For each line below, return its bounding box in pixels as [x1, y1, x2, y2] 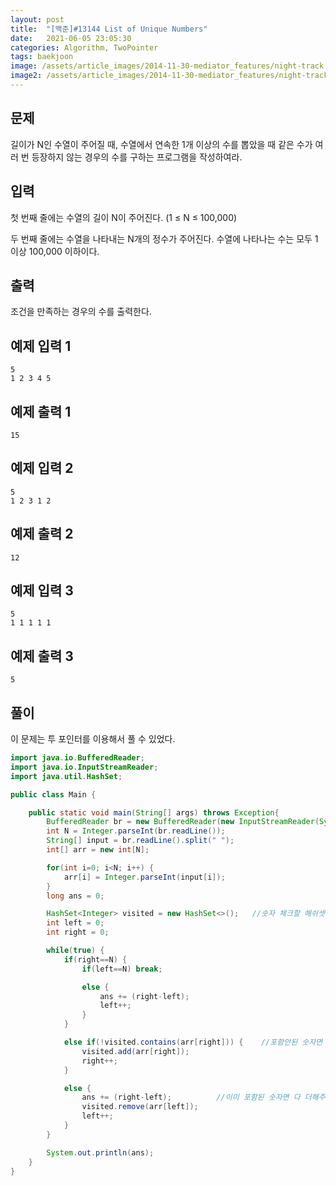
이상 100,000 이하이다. [10, 245, 100, 257]
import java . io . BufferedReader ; [10, 753, 145, 763]
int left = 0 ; [46, 918, 105, 928]
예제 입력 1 [10, 337, 72, 355]
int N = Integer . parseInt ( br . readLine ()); [46, 826, 226, 836]
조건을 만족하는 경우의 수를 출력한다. [10, 306, 152, 318]
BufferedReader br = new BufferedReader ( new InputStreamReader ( [46, 817, 320, 827]
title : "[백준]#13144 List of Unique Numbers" [10, 24, 208, 34]
